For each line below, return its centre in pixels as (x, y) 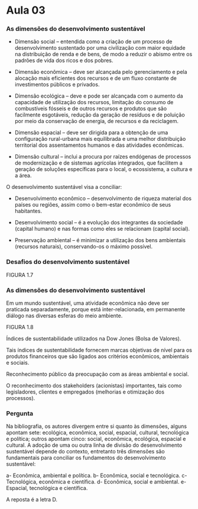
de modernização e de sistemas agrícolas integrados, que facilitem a (99, 163)
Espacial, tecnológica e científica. (47, 488)
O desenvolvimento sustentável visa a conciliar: (64, 187)
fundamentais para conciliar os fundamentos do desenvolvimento (86, 458)
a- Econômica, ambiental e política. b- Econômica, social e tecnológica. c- (97, 476)
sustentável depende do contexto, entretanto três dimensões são (85, 452)
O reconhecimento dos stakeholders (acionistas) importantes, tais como (94, 386)
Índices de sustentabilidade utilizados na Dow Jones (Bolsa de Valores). (94, 339)
